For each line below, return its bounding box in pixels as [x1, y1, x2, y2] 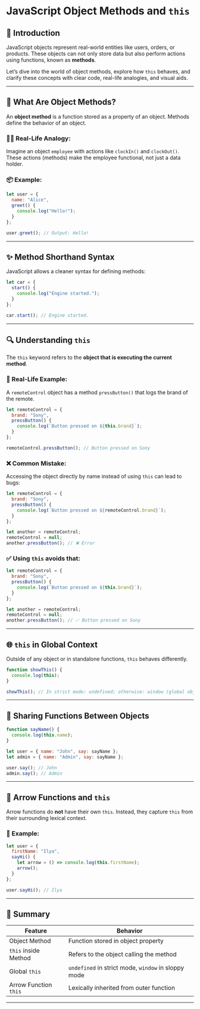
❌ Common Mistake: [6, 459, 67, 468]
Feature [24, 927, 48, 935]
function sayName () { [6, 726, 60, 733]
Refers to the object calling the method [68, 950, 177, 958]
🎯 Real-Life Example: [6, 375, 67, 383]
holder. [6, 160, 24, 168]
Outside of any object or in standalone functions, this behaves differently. [6, 655, 188, 663]
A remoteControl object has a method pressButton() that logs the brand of [6, 389, 189, 396]
